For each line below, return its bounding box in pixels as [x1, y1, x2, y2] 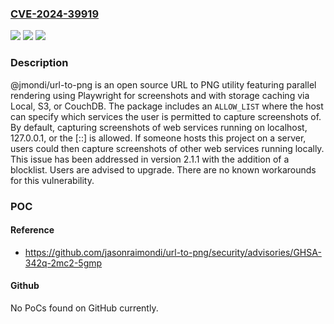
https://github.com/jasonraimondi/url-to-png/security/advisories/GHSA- [24, 246, 322, 258]
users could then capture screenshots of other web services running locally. [10, 142, 325, 154]
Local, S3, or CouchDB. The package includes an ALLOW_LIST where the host [10, 100, 324, 112]
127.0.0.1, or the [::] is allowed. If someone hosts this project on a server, [10, 132, 307, 144]
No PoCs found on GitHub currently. [10, 302, 159, 314]
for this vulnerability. [10, 174, 95, 186]
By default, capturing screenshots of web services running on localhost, [10, 121, 308, 133]
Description [10, 56, 69, 70]
